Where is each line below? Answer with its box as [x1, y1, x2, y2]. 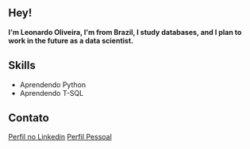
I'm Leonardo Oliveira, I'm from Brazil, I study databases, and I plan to [8, 27, 242, 36]
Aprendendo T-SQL [19, 88, 84, 97]
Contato [8, 111, 49, 125]
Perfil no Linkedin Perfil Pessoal [8, 132, 113, 142]
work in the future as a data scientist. [8, 36, 133, 45]
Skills [8, 59, 36, 72]
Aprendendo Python [19, 79, 86, 90]
